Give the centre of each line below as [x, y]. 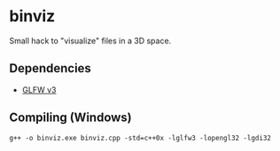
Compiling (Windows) [71, 118]
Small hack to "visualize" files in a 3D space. [90, 41]
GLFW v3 [39, 89]
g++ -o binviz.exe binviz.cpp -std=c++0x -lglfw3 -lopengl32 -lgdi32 [140, 138]
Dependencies [50, 68]
